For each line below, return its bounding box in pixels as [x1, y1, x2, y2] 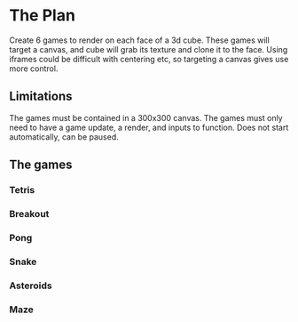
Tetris [9, 184, 35, 197]
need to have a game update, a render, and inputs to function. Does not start [9, 122, 289, 133]
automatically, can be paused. [9, 131, 120, 142]
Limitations [9, 89, 73, 104]
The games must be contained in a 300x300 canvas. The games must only [9, 112, 283, 123]
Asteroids [9, 279, 52, 292]
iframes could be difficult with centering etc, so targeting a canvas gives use [9, 53, 289, 64]
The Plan [9, 5, 75, 26]
